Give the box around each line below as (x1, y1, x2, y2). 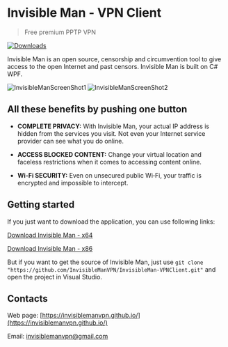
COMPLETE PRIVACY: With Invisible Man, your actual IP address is (17, 122, 210, 130)
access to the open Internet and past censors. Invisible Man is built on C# (7, 62, 218, 70)
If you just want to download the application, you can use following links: (7, 217, 215, 226)
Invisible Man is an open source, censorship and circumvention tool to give (7, 54, 222, 63)
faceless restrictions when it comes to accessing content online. (17, 157, 202, 166)
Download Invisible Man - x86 (7, 244, 93, 252)
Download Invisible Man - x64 (7, 231, 93, 239)
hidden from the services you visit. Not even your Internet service (17, 129, 206, 137)
